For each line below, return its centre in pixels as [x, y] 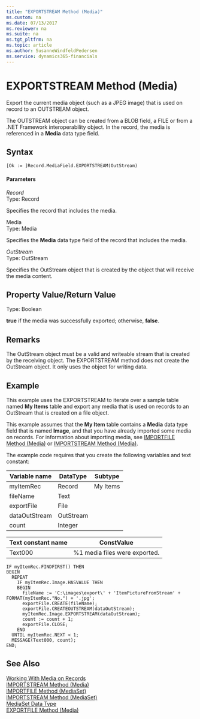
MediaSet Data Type [31, 703]
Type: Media [22, 228]
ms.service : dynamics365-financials [52, 56]
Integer [68, 525]
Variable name [31, 476]
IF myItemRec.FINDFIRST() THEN [45, 567]
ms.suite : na [22, 34]
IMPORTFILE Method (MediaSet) [46, 691]
